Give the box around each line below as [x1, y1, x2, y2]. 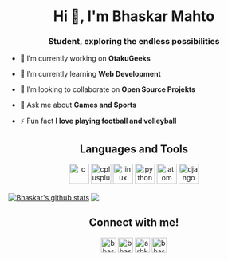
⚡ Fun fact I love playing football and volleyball [19, 116, 177, 126]
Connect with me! [88, 216, 179, 230]
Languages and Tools [79, 142, 189, 156]
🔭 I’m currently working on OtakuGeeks [19, 53, 151, 63]
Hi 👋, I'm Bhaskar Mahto [53, 7, 215, 26]
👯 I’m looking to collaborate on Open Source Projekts [19, 85, 196, 94]
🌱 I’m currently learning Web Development [19, 69, 161, 79]
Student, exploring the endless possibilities [48, 36, 220, 47]
